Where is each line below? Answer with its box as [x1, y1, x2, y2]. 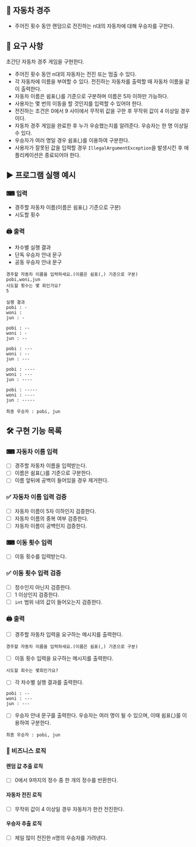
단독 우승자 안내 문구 [14, 251, 62, 258]
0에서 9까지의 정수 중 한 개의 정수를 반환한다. [14, 776, 119, 784]
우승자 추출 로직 [6, 820, 42, 827]
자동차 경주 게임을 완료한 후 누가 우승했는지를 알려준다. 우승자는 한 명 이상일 [14, 122, 189, 129]
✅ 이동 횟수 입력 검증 [6, 569, 62, 577]
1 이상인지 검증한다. [14, 591, 60, 598]
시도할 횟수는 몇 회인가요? [6, 283, 61, 288]
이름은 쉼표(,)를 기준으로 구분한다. [14, 470, 93, 477]
